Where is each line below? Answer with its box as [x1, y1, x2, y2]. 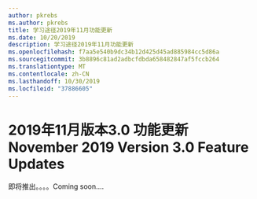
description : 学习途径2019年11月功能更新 [8, 41, 134, 49]
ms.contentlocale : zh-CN [8, 70, 90, 78]
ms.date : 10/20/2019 [8, 33, 76, 42]
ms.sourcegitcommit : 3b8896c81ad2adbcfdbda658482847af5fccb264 [8, 56, 220, 64]
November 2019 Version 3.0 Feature [8, 138, 249, 156]
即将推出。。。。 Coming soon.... [8, 182, 105, 191]
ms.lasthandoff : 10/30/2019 [8, 77, 101, 85]
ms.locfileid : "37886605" [8, 84, 93, 93]
